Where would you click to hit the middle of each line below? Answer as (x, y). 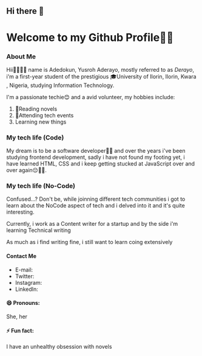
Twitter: (25, 276)
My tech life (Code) (35, 138)
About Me (21, 57)
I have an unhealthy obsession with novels (59, 347)
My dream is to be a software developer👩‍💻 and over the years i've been (96, 151)
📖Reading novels (36, 109)
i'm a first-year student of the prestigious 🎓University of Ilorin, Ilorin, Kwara (101, 76)
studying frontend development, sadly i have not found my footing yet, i (96, 157)
